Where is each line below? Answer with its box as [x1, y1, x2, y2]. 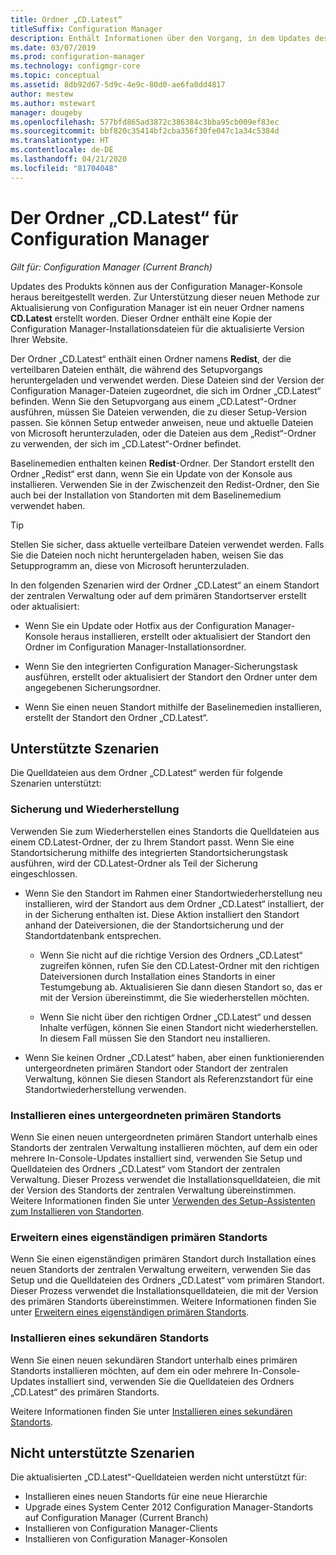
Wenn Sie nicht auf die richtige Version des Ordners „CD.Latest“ [39, 949, 303, 961]
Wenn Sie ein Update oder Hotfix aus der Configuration [24, 619, 253, 631]
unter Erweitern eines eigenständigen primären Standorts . [10, 1306, 250, 1318]
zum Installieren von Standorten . [10, 1205, 145, 1217]
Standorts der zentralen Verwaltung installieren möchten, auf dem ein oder [10, 1141, 318, 1153]
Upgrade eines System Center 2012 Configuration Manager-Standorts [24, 1501, 314, 1513]
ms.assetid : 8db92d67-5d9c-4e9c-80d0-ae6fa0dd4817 [10, 80, 226, 90]
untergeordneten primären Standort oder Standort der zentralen [24, 1062, 289, 1074]
